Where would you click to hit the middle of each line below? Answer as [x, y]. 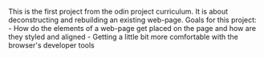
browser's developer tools [51, 45]
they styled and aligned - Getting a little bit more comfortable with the [123, 37]
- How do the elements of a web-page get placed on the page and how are [132, 28]
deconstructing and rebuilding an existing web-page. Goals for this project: [132, 20]
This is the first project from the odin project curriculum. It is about [118, 12]
